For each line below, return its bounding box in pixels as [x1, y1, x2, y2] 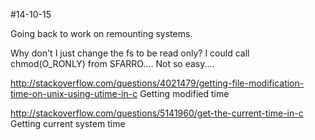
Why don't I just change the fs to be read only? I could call [10, 47, 250, 59]
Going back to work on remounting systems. [10, 28, 193, 39]
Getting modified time [139, 88, 230, 99]
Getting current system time [10, 118, 126, 129]
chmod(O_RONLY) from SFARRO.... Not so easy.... [10, 58, 215, 69]
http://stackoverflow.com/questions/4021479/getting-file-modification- [10, 77, 305, 89]
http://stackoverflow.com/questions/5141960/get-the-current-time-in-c [10, 107, 304, 119]
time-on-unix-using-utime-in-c [10, 88, 138, 99]
